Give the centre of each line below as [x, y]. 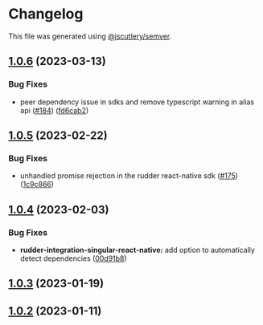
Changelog [46, 14]
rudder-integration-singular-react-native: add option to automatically [138, 250]
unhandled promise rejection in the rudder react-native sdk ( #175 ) [129, 176]
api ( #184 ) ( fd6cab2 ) [54, 110]
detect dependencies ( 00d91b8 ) [73, 258]
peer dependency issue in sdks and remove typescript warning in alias [137, 102]
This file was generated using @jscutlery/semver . [90, 36]
